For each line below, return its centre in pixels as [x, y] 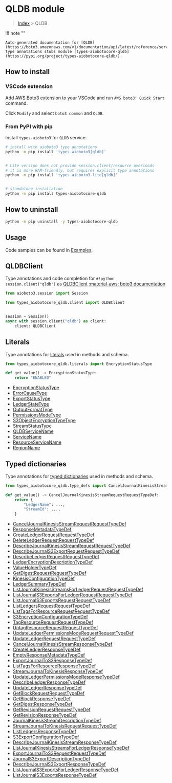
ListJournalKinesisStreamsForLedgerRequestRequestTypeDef [78, 590]
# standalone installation [34, 189]
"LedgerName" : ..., [45, 504]
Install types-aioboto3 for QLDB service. [46, 137]
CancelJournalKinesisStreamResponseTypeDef [62, 644]
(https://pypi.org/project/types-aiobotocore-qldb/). [64, 56]
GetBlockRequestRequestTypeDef [49, 693]
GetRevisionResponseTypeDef [45, 715]
